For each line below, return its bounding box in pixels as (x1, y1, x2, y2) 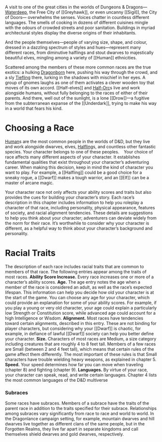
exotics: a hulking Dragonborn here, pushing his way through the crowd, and (5, 69, 158, 75)
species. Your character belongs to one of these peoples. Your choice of (5, 149, 153, 154)
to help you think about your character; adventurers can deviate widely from (5, 215, 157, 221)
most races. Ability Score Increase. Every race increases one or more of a (5, 274, 154, 280)
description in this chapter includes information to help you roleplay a (5, 199, 143, 205)
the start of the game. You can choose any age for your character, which (5, 294, 150, 300)
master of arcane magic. (5, 180, 54, 186)
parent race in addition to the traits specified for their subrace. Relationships (5, 406, 157, 411)
